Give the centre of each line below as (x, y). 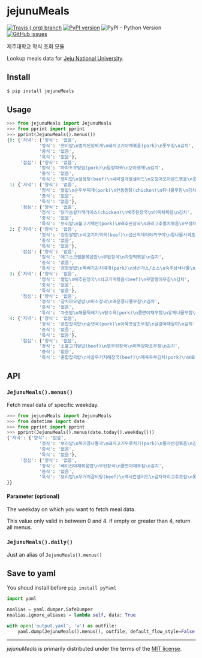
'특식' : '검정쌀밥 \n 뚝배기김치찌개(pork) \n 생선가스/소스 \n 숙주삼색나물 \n (117, 268)
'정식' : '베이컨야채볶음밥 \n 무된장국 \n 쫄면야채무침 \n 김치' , (101, 466)
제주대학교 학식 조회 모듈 (36, 46)
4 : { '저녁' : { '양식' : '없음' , (43, 319)
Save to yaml (31, 574)
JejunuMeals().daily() (40, 542)
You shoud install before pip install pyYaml (62, 588)
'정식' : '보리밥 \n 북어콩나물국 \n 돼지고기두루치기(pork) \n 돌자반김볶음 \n (116, 444)
